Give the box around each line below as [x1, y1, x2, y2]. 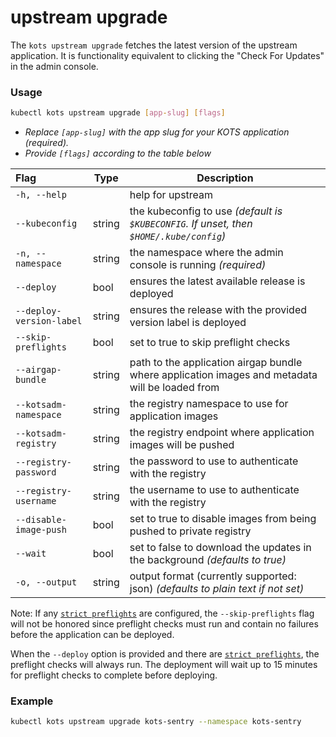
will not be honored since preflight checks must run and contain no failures [10, 618, 319, 630]
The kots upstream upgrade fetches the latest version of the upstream [10, 39, 298, 51]
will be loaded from [129, 381, 220, 395]
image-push [15, 524, 67, 536]
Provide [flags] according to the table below [24, 147, 212, 160]
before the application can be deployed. [10, 629, 175, 641]
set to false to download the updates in [129, 541, 312, 555]
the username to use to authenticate [129, 483, 300, 497]
